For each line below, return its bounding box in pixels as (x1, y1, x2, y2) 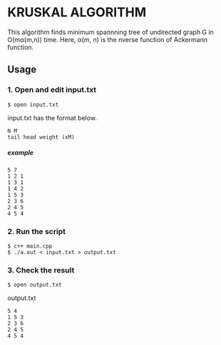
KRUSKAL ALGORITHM (7, 4, 147, 21)
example (7, 149, 34, 157)
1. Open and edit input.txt (7, 85, 97, 95)
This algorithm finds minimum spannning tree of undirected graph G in (7, 28, 214, 36)
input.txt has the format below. (7, 113, 98, 122)
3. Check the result (7, 265, 75, 275)
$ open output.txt (7, 282, 62, 289)
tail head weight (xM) (7, 133, 75, 141)
